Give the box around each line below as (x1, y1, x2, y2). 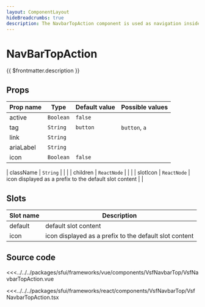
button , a (121, 123, 146, 132)
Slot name (9, 211, 40, 219)
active (9, 113, 27, 122)
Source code (6, 252, 56, 263)
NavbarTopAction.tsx (6, 294, 59, 301)
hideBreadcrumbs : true (6, 15, 64, 21)
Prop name (9, 103, 42, 112)
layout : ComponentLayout (6, 9, 70, 15)
